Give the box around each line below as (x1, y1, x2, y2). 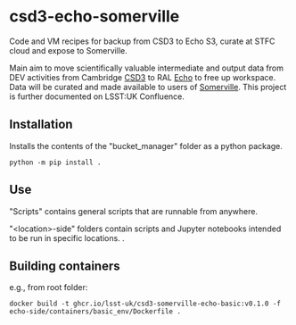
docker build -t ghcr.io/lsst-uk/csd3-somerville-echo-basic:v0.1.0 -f (9, 299, 281, 309)
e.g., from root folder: (9, 282, 88, 293)
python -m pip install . (9, 158, 102, 167)
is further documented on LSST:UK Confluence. (9, 91, 185, 102)
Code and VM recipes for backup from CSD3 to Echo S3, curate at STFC (9, 36, 275, 46)
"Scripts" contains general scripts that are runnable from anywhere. (9, 205, 259, 216)
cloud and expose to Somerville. (9, 45, 127, 55)
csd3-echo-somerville (9, 6, 180, 27)
